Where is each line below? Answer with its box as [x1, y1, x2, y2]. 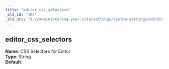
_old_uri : [5, 16, 26, 21]
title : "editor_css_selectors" [5, 7, 71, 12]
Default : [5, 59, 23, 65]
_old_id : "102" [5, 12, 37, 17]
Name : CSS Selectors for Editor [5, 48, 71, 54]
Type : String [5, 53, 31, 60]
